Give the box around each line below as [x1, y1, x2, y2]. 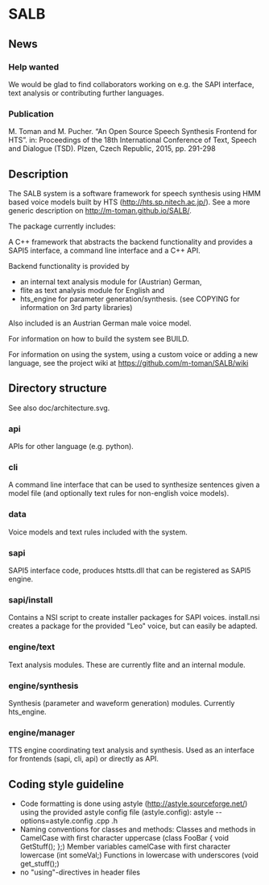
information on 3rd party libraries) [19, 302, 133, 312]
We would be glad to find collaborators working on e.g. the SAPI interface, [8, 79, 255, 89]
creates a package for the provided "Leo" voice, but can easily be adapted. [8, 621, 258, 631]
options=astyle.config [19, 816, 93, 825]
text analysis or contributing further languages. [8, 88, 165, 98]
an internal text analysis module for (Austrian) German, [19, 276, 203, 287]
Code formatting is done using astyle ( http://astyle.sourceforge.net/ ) [19, 799, 248, 808]
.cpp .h [94, 816, 118, 825]
